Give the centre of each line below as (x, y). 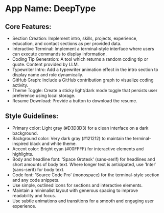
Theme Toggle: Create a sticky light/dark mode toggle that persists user (85, 90)
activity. (20, 85)
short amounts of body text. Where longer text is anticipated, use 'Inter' (84, 164)
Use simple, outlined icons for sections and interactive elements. (77, 185)
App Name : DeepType (50, 9)
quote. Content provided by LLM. (46, 64)
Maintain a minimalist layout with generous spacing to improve (75, 190)
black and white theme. (53, 143)
